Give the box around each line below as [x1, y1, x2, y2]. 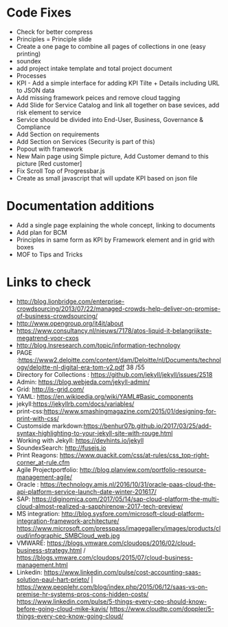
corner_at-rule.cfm [16, 458, 70, 466]
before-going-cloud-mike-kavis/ [16, 604, 109, 613]
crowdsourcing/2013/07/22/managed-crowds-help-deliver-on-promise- [16, 305, 221, 313]
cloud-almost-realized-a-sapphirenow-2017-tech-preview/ [16, 502, 183, 511]
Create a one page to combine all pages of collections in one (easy [16, 42, 207, 50]
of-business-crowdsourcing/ [16, 311, 98, 320]
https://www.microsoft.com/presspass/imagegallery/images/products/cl [16, 524, 221, 532]
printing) [16, 50, 41, 58]
